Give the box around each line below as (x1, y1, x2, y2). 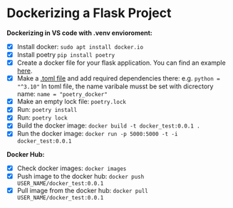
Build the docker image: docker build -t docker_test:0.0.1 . (16, 121, 200, 130)
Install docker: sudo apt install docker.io (16, 42, 144, 51)
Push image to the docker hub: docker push (16, 172, 145, 180)
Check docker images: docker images (16, 164, 127, 172)
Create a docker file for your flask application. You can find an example (16, 58, 226, 67)
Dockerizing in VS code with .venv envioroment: (6, 28, 152, 37)
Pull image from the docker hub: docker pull (16, 186, 149, 194)
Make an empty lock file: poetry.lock (16, 98, 126, 106)
